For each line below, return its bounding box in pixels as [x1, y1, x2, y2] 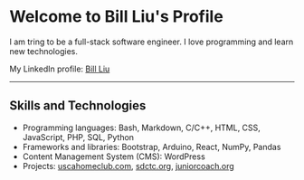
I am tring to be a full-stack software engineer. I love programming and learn [9, 36, 294, 47]
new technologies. [9, 45, 79, 56]
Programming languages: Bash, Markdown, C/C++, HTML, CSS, [22, 122, 261, 133]
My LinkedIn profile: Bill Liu [9, 63, 110, 74]
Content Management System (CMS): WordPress [22, 151, 205, 162]
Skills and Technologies [9, 98, 147, 114]
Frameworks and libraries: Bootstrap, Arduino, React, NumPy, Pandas [22, 141, 281, 152]
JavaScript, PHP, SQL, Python [22, 131, 134, 142]
